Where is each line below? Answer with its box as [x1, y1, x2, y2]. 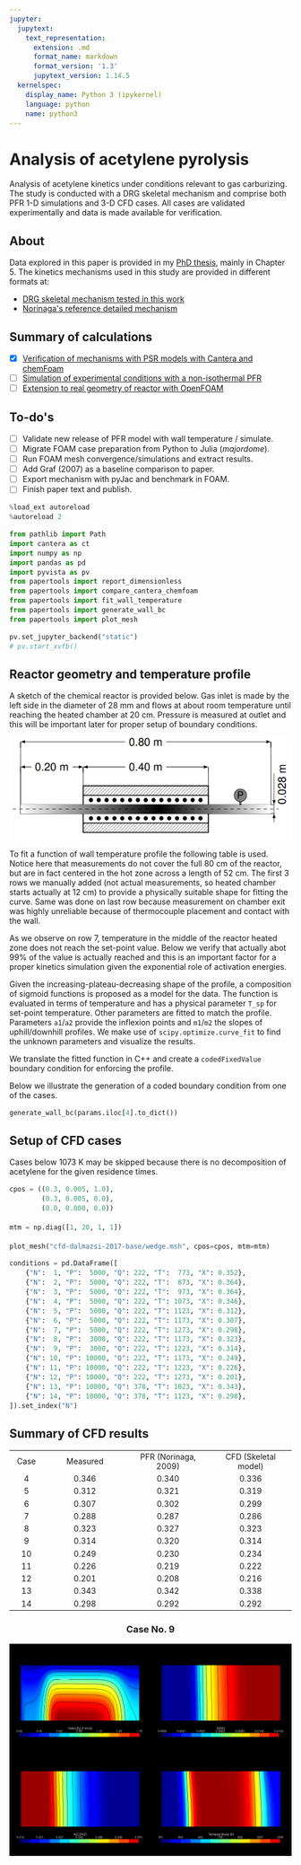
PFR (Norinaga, [140, 1451, 197, 1462]
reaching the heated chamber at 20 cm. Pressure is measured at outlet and [9, 709, 287, 720]
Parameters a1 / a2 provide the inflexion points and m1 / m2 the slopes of [9, 1016, 263, 1027]
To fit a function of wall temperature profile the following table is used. [9, 849, 269, 859]
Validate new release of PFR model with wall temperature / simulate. [21, 433, 274, 444]
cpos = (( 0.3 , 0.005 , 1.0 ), [9, 1185, 115, 1194]
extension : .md [32, 43, 90, 52]
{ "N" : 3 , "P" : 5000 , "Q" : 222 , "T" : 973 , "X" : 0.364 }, [25, 1288, 246, 1297]
